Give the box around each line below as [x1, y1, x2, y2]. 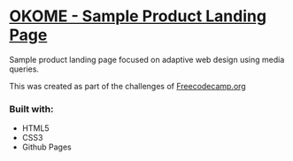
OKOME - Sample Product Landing [9, 6, 267, 27]
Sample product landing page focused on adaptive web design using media [9, 54, 285, 65]
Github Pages [21, 142, 73, 152]
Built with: [9, 103, 54, 115]
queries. [9, 64, 40, 74]
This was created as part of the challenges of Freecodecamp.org [9, 80, 246, 91]
